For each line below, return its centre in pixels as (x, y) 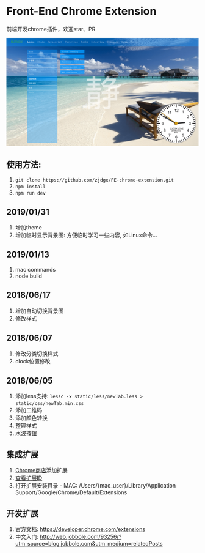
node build (29, 276)
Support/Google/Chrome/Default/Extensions (71, 492)
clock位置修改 (33, 361)
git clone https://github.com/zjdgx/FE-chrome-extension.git (95, 180)
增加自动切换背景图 (39, 311)
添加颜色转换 (31, 418)
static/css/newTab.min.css (49, 404)
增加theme (29, 228)
